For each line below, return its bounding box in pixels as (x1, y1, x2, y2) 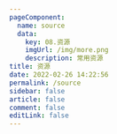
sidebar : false (9, 86, 66, 95)
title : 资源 (9, 63, 51, 71)
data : (17, 29, 38, 38)
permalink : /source (9, 78, 82, 87)
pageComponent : (9, 12, 66, 22)
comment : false (9, 103, 66, 112)
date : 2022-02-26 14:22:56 (9, 71, 109, 79)
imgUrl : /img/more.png (25, 46, 109, 55)
